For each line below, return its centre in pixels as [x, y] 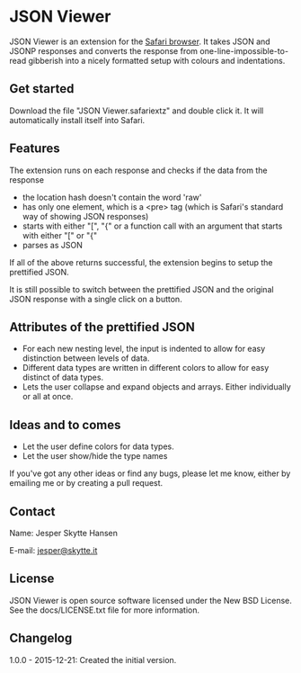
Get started [42, 89]
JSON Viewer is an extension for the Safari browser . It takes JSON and [140, 41]
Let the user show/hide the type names [95, 456]
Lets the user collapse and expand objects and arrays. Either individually [157, 387]
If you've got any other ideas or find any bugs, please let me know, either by [150, 473]
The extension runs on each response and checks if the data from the [138, 170]
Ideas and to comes [65, 425]
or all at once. [48, 397]
